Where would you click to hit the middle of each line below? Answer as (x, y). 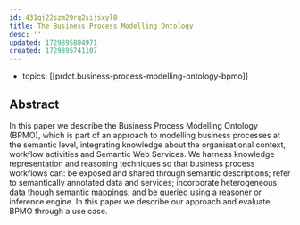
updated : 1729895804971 (54, 42)
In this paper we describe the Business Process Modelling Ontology (134, 125)
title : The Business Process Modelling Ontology (101, 26)
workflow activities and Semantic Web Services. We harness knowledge (142, 154)
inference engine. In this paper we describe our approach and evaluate (140, 201)
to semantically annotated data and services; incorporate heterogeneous (143, 182)
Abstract (34, 104)
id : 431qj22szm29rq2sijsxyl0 (63, 17)
